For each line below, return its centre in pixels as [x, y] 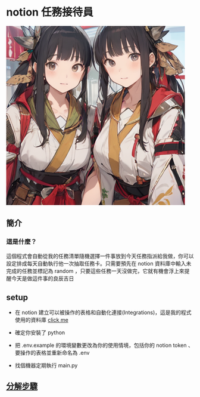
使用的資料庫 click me [41, 320]
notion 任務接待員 [50, 12]
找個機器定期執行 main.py [46, 365]
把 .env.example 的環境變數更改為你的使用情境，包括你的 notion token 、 [104, 345]
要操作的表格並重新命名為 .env [52, 353]
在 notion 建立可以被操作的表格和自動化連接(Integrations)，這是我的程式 [103, 313]
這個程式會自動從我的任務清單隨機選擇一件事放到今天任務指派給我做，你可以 [100, 256]
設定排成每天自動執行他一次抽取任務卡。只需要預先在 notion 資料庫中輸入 [96, 263]
